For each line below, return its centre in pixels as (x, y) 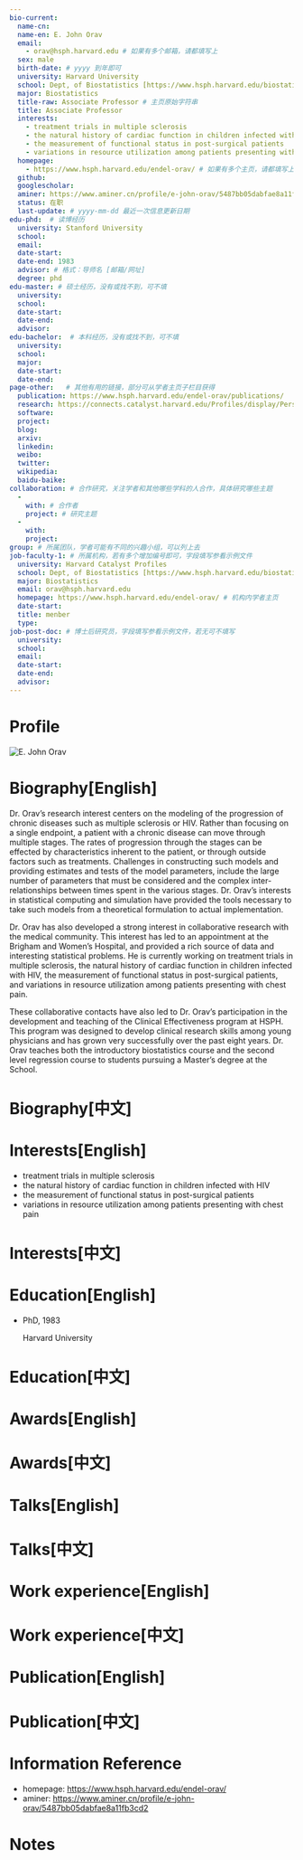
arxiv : (30, 438)
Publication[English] (87, 1677)
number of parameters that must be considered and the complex (129, 880)
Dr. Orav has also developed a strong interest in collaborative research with (149, 927)
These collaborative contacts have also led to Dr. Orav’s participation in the (149, 1011)
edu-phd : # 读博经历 (47, 219)
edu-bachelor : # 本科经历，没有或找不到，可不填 (94, 337)
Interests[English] (78, 1150)
